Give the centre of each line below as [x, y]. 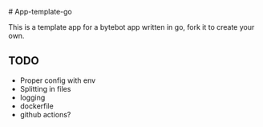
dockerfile [36, 106]
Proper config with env [58, 80]
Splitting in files [45, 88]
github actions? [45, 114]
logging [32, 97]
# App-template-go [40, 12]
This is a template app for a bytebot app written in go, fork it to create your [131, 27]
